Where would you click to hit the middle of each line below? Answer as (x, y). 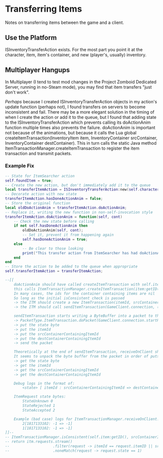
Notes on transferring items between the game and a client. (65, 22)
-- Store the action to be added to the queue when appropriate (71, 267)
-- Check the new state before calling (54, 221)
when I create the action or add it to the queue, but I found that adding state (81, 117)
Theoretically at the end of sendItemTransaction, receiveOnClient (83, 352)
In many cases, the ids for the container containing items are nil (84, 293)
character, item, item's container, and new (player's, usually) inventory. (76, 55)
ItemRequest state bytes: (40, 397)
